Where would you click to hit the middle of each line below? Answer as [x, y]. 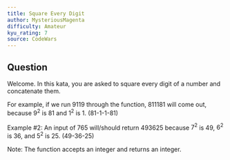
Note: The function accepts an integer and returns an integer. [94, 149]
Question [27, 67]
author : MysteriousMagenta [46, 20]
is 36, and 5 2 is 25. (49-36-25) [51, 135]
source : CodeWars [32, 39]
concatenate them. [34, 91]
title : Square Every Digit [46, 13]
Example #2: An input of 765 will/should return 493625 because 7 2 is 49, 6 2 [115, 127]
